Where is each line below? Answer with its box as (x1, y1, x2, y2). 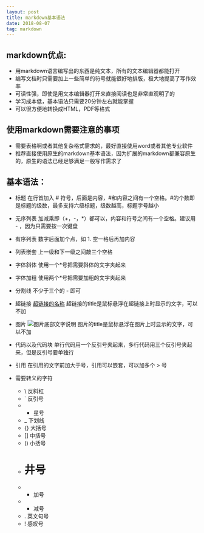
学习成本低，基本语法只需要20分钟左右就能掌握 (15, 98, 134, 105)
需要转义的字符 (15, 374, 53, 381)
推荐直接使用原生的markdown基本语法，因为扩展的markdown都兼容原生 (15, 150, 196, 157)
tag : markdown (6, 26, 42, 32)
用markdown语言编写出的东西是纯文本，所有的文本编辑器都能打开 (15, 68, 180, 75)
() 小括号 (24, 439, 46, 447)
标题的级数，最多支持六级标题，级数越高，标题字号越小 (20, 201, 159, 209)
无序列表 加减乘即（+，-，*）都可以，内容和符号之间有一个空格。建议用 (15, 214, 196, 222)
